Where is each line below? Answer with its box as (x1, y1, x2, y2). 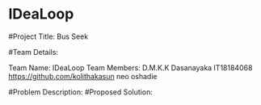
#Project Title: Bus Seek (8, 31, 89, 41)
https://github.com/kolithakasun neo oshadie (8, 71, 158, 81)
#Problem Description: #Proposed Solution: (8, 86, 154, 97)
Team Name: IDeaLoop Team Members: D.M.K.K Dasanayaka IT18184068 (8, 62, 253, 73)
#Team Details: (8, 47, 59, 57)
